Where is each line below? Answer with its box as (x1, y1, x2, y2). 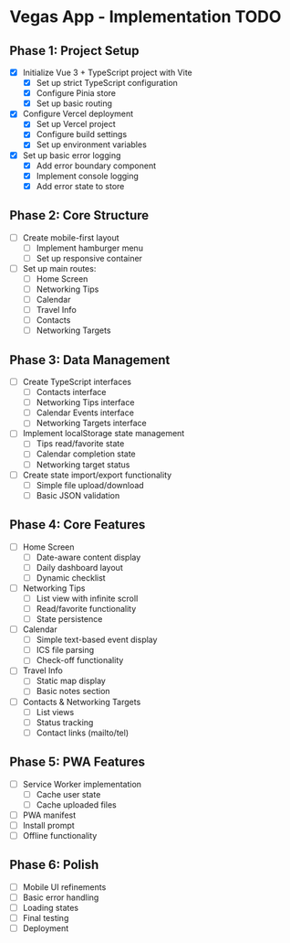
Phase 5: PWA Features (9, 755, 146, 770)
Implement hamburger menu (36, 242, 144, 253)
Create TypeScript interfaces (22, 377, 132, 387)
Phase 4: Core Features (9, 517, 146, 532)
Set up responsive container (36, 252, 143, 263)
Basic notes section (36, 686, 111, 697)
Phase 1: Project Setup (9, 43, 140, 59)
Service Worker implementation (22, 778, 142, 789)
